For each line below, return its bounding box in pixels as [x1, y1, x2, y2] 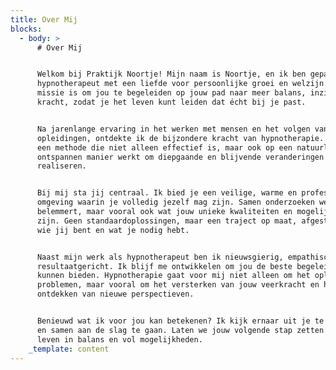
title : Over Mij [10, 14, 78, 25]
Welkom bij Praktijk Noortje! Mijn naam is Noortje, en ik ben [36, 69, 307, 80]
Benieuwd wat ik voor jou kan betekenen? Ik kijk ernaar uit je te [36, 316, 325, 326]
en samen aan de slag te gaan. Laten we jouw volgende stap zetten [36, 325, 325, 335]
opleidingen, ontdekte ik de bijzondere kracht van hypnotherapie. [36, 133, 325, 143]
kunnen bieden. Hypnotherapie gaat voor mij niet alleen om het [36, 271, 311, 281]
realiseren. [36, 161, 87, 171]
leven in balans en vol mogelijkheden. [36, 334, 203, 345]
